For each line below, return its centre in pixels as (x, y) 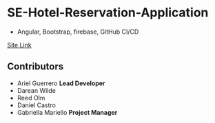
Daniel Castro (37, 105)
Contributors (35, 67)
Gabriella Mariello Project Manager (67, 112)
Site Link (20, 45)
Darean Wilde (37, 90)
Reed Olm (31, 98)
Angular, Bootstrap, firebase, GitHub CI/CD (78, 32)
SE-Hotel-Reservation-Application (108, 13)
